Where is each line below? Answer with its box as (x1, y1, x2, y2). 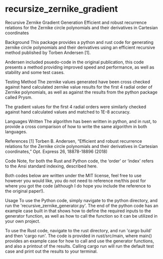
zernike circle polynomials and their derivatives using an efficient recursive (5, 44, 155, 50)
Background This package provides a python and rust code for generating (5, 39, 154, 45)
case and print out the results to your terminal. (5, 248, 98, 254)
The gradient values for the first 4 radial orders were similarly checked (5, 104, 146, 110)
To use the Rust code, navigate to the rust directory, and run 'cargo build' (5, 227, 152, 233)
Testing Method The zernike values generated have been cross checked (5, 79, 150, 85)
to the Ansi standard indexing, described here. (5, 163, 98, 169)
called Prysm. (5, 94, 33, 100)
